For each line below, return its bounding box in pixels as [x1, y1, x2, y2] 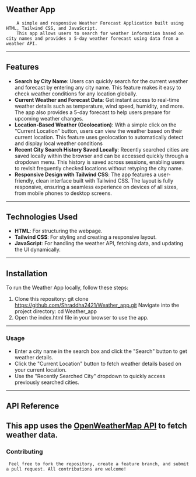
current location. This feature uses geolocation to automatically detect [14, 133, 184, 140]
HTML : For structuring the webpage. [14, 228, 103, 235]
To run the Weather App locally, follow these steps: [6, 284, 129, 291]
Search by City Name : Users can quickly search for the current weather [14, 77, 188, 84]
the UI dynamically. [14, 246, 61, 253]
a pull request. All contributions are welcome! [6, 466, 127, 472]
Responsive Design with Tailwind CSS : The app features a [14, 171, 157, 178]
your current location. [14, 366, 67, 373]
